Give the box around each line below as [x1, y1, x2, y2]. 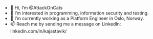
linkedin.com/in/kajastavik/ [10, 28, 67, 34]
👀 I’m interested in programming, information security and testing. [10, 10, 149, 16]
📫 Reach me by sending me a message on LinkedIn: [10, 21, 121, 27]
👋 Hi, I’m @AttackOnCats [10, 5, 63, 10]
